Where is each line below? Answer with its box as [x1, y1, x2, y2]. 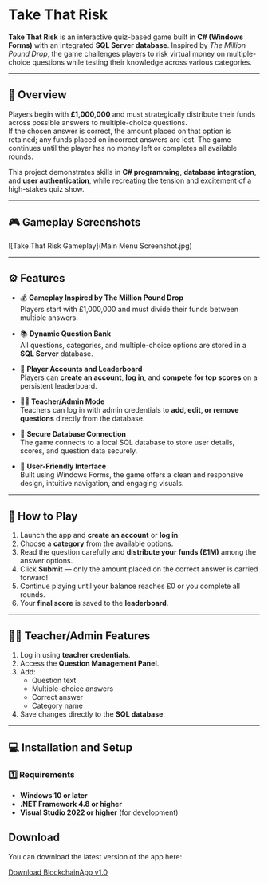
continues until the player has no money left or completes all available [8, 143, 238, 152]
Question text [31, 676, 77, 685]
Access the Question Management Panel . [19, 658, 160, 668]
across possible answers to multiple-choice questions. [8, 117, 187, 127]
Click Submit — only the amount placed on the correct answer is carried [19, 564, 258, 574]
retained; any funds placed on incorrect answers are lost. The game [8, 134, 231, 144]
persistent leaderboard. [19, 381, 97, 391]
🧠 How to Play [8, 509, 78, 523]
